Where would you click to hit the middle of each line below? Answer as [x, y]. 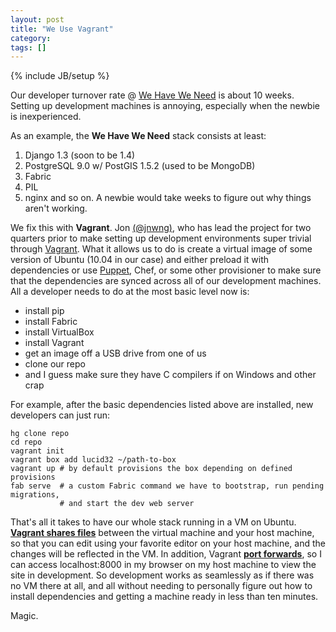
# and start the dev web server [127, 504]
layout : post [37, 19]
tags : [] [28, 47]
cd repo [26, 442]
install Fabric [51, 322]
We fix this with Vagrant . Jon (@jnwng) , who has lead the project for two [161, 228]
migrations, [35, 495]
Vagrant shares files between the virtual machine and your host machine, [162, 533]
